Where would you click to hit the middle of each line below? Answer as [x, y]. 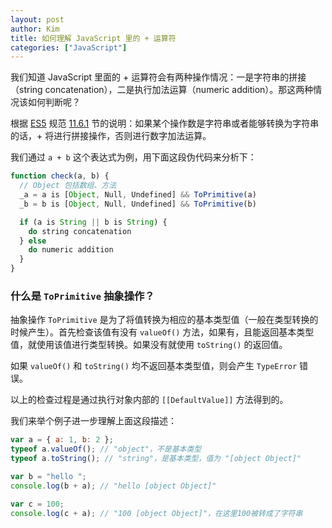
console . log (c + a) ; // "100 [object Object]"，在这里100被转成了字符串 [156, 513]
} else [33, 241]
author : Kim [35, 29]
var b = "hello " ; [48, 476]
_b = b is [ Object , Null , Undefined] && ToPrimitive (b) [138, 204]
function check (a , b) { [60, 176]
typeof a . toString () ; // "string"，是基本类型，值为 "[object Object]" [156, 459]
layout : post [37, 19]
